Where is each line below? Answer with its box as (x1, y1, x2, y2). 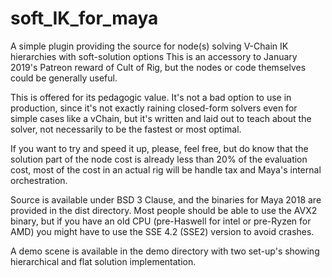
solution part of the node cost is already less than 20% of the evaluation (10, 153, 308, 165)
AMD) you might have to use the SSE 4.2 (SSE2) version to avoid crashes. (10, 225, 315, 237)
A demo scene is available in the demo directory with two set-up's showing (10, 245, 320, 257)
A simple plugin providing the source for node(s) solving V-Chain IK (10, 40, 289, 52)
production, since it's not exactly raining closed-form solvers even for (10, 102, 298, 114)
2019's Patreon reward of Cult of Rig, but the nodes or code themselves (10, 61, 307, 73)
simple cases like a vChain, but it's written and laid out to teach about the (10, 112, 312, 124)
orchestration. (10, 174, 68, 186)
